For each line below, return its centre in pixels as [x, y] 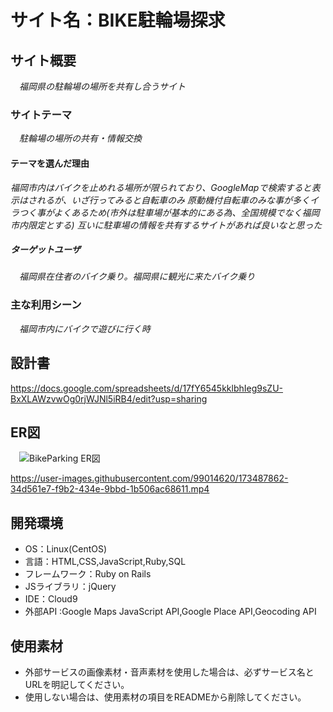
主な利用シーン [46, 305]
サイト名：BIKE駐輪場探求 [118, 20]
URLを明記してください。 [77, 685]
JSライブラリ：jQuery [70, 587]
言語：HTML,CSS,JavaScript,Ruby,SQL [105, 562]
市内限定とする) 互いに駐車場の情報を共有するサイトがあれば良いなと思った [166, 225]
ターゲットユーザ [45, 250]
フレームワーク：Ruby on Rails [88, 574]
